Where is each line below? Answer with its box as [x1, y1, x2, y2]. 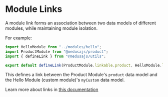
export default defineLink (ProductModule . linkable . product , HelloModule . [5, 63, 162, 68]
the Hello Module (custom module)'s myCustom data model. [5, 77, 125, 83]
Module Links [5, 3, 62, 15]
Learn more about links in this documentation [5, 87, 98, 93]
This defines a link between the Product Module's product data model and [5, 72, 157, 78]
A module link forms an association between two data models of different [5, 20, 156, 26]
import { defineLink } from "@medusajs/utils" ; [5, 54, 106, 59]
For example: [5, 35, 32, 41]
